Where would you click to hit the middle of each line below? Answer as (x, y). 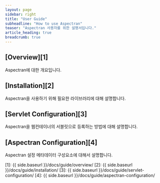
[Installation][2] (30, 86)
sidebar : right (21, 14)
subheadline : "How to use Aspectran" (44, 23)
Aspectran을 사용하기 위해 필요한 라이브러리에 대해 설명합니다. (65, 98)
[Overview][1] (27, 57)
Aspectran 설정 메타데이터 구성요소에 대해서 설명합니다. (59, 155)
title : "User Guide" (26, 19)
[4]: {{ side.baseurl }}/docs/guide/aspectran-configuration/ (95, 176)
